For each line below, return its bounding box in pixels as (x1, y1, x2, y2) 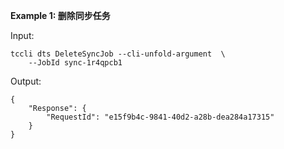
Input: (10, 30, 35, 41)
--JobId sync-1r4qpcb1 (28, 58, 123, 68)
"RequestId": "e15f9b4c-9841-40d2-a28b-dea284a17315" (46, 112, 275, 122)
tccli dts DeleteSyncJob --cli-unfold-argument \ (10, 49, 226, 59)
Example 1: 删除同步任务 (10, 10, 111, 21)
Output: (10, 75, 42, 87)
